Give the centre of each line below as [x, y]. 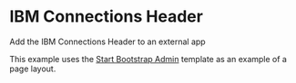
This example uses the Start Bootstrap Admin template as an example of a [148, 59]
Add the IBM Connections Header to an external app [108, 41]
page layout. [33, 69]
